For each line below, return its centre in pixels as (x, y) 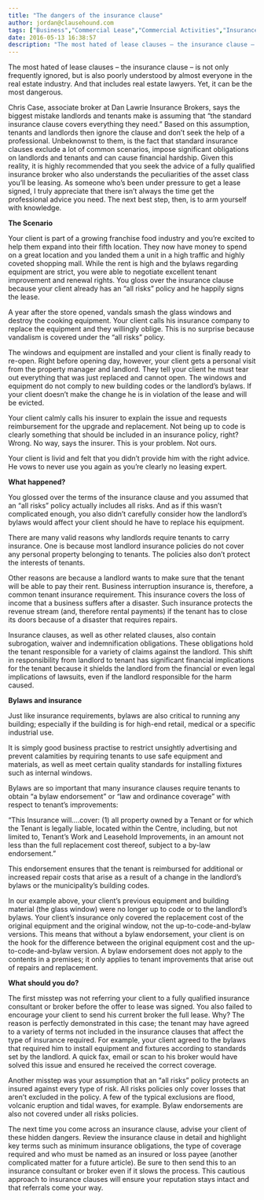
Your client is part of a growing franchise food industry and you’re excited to (132, 239)
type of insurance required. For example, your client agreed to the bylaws (127, 1040)
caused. (21, 685)
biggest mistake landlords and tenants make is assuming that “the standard (130, 116)
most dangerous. (36, 92)
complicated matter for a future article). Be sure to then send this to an (122, 1163)
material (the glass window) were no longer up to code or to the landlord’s (128, 909)
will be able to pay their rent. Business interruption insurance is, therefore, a (131, 587)
